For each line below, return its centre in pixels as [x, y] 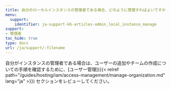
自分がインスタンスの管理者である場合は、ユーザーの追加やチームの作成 [81, 63]
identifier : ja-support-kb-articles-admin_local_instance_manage [86, 24]
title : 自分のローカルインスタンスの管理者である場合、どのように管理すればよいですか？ [88, 10]
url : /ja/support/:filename [35, 48]
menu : [11, 15]
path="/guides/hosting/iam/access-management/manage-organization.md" [85, 75]
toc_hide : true [22, 39]
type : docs [17, 43]
